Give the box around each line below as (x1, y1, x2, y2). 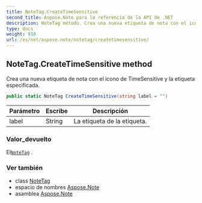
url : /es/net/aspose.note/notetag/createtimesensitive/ (6, 37, 149, 43)
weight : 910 (6, 31, 36, 37)
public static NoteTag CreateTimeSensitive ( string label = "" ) (6, 93, 168, 99)
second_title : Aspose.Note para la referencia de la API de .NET (6, 14, 173, 20)
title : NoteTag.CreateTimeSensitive (6, 8, 98, 15)
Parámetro (9, 107, 40, 115)
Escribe (45, 107, 68, 115)
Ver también (6, 163, 43, 172)
